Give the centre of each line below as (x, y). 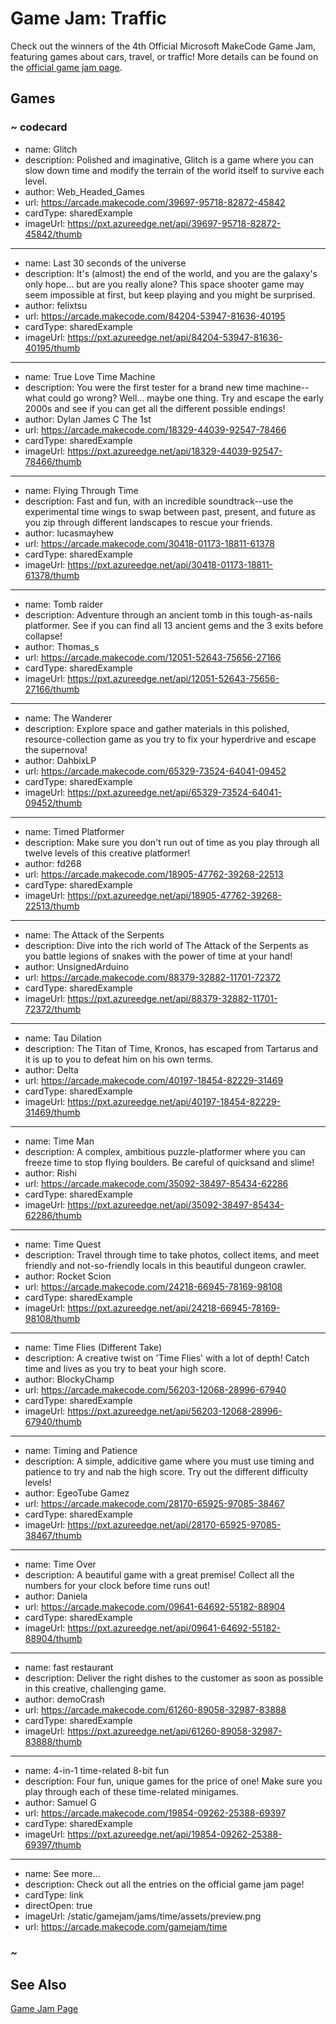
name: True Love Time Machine (90, 376)
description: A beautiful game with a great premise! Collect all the (159, 1574)
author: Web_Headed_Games (84, 191)
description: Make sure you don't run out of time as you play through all (172, 842)
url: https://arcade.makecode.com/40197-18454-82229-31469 (154, 1080)
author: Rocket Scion (68, 1276)
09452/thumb (53, 803)
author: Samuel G (60, 1802)
